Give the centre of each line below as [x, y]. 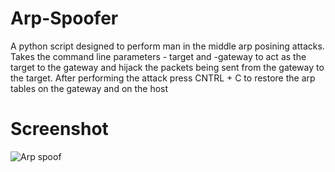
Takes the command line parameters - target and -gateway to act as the [158, 56]
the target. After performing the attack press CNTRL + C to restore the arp [163, 78]
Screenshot [59, 129]
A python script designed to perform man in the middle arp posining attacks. [167, 46]
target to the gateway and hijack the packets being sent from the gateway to [167, 67]
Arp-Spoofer [64, 18]
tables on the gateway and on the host [89, 88]
